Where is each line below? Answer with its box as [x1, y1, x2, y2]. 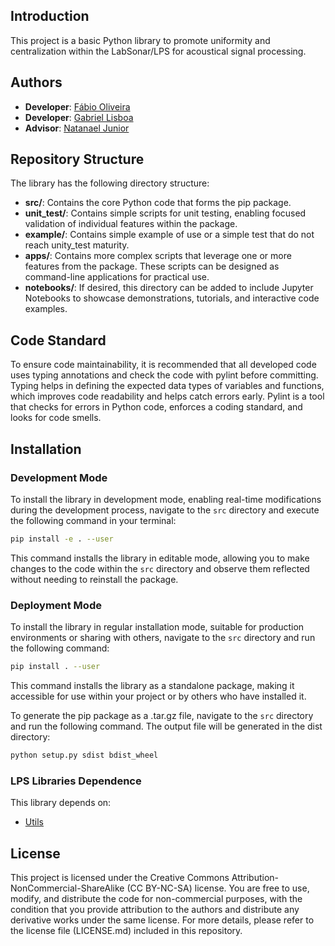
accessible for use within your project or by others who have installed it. [10, 690, 307, 702]
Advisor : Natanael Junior [24, 122, 130, 134]
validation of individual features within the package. [24, 218, 238, 230]
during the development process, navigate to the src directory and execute [10, 504, 320, 516]
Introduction [10, 8, 90, 25]
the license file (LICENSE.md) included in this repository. [10, 924, 243, 936]
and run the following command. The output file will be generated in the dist [10, 720, 323, 732]
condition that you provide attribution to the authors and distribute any [10, 903, 300, 915]
